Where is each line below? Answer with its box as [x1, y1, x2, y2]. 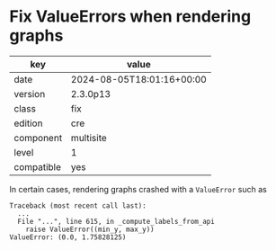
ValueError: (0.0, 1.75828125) [9, 232, 127, 242]
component [13, 131, 63, 144]
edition [13, 117, 43, 129]
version [13, 87, 46, 100]
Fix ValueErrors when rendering [9, 6, 252, 27]
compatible [13, 160, 61, 173]
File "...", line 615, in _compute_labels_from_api [17, 217, 216, 226]
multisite [70, 131, 108, 144]
